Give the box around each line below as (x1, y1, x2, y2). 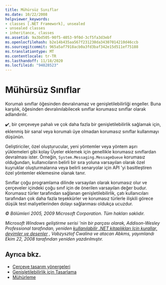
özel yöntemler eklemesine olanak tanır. (5, 170, 86, 176)
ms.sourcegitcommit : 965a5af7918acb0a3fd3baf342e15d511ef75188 (5, 44, 139, 49)
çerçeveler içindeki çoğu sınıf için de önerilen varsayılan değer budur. (5, 185, 147, 191)
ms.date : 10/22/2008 (5, 12, 48, 17)
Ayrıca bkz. (5, 250, 41, 259)
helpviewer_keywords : (5, 16, 50, 21)
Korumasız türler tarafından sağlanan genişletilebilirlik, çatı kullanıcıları (5, 190, 149, 196)
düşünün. (5, 134, 25, 140)
